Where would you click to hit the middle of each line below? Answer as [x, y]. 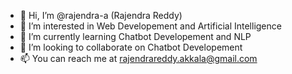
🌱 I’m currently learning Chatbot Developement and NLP [135, 36]
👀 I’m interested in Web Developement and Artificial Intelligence [150, 26]
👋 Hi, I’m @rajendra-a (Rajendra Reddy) [101, 15]
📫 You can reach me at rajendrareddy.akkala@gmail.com [138, 58]
